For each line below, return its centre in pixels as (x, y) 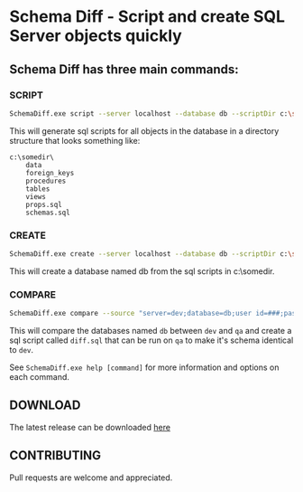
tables (38, 189)
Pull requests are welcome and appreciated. (91, 478)
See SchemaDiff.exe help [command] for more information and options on (144, 367)
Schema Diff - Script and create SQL (147, 17)
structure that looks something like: (75, 140)
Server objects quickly (96, 36)
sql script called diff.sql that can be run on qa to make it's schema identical (151, 340)
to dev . (22, 350)
